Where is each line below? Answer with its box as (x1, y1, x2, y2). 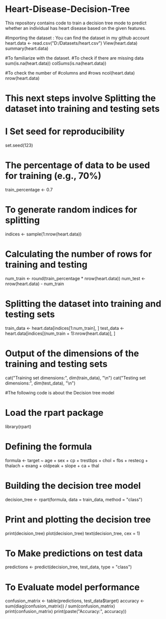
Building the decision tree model (5, 480, 141, 491)
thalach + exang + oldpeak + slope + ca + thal (5, 463, 99, 468)
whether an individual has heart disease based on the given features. (5, 25, 146, 31)
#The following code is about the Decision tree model (5, 389, 115, 395)
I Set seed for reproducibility (5, 126, 125, 137)
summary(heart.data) (5, 45, 49, 51)
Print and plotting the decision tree (5, 514, 151, 525)
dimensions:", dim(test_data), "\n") (5, 380, 76, 386)
